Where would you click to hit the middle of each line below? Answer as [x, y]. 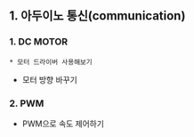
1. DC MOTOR [39, 42]
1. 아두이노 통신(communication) [97, 16]
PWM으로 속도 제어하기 [63, 124]
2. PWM [27, 103]
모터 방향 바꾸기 [49, 79]
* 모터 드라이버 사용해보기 [51, 62]
